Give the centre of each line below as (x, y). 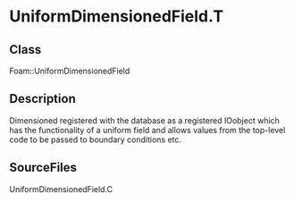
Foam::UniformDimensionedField (70, 71)
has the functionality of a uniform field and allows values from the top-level (147, 130)
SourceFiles (43, 168)
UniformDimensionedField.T (117, 17)
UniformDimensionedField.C (61, 189)
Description (42, 99)
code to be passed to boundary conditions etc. (95, 139)
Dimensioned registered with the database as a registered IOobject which (144, 120)
